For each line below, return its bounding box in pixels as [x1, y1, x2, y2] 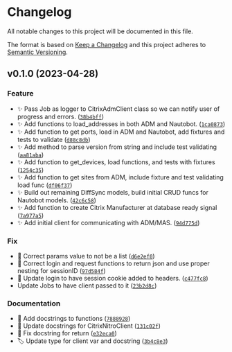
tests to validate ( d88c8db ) [17, 135, 91, 143]
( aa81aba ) [17, 150, 44, 159]
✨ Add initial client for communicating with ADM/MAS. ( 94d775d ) [17, 218, 200, 227]
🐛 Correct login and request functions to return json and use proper [17, 259, 210, 267]
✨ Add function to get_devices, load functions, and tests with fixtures [17, 157, 216, 166]
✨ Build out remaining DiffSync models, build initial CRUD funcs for [17, 188, 209, 196]
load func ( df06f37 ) [17, 181, 73, 189]
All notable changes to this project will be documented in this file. [7, 27, 194, 35]
